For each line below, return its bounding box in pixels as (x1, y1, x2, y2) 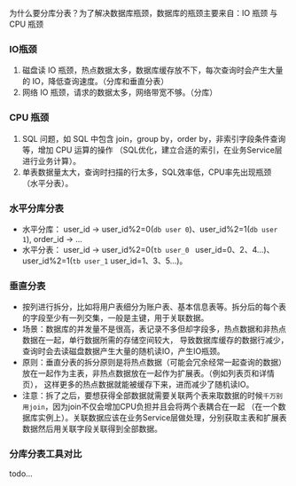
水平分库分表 (9, 202, 65, 215)
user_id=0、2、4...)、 (194, 244, 275, 255)
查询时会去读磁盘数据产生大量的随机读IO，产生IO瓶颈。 (21, 346, 225, 357)
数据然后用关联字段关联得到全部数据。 (21, 424, 162, 435)
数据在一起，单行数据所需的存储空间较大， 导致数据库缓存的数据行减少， (21, 335, 289, 346)
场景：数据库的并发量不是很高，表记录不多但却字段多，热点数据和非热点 (21, 324, 286, 334)
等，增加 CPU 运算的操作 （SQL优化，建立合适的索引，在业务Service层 (21, 145, 283, 155)
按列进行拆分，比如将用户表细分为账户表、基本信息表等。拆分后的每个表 (21, 302, 286, 312)
